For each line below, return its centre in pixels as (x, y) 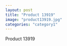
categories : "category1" (31, 24)
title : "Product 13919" (30, 15)
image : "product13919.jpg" (34, 19)
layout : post (19, 10)
